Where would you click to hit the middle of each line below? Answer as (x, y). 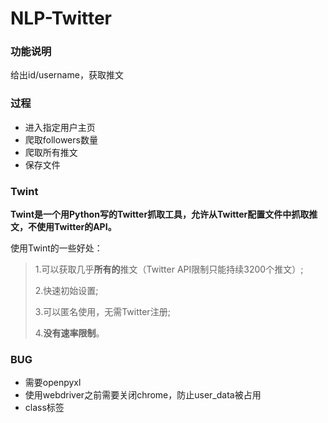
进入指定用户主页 (60, 127)
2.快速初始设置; (66, 291)
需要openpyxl (53, 383)
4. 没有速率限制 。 (69, 333)
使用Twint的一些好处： (56, 248)
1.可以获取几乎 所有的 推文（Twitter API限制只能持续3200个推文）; (169, 269)
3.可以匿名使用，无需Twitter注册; (102, 312)
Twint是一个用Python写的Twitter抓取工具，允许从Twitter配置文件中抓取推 (164, 214)
